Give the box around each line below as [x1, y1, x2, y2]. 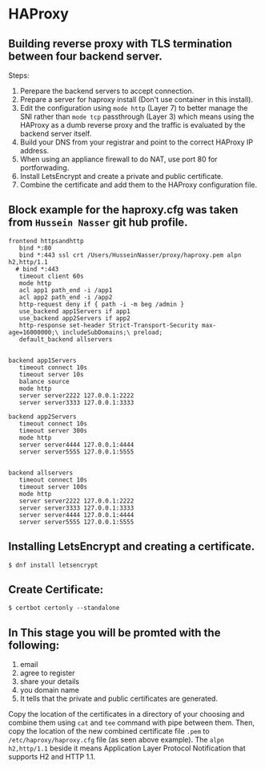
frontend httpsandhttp [8, 237, 84, 245]
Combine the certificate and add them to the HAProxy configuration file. [19, 180, 258, 189]
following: [8, 638, 60, 652]
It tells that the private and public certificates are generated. [19, 694, 219, 703]
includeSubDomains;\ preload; [62, 328, 163, 336]
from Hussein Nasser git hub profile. [8, 216, 188, 230]
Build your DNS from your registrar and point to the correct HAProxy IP [19, 137, 254, 147]
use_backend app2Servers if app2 [18, 314, 130, 322]
